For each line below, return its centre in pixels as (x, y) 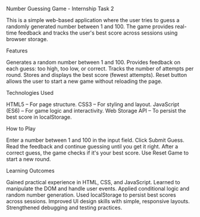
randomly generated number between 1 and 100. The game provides (90, 27)
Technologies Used (30, 93)
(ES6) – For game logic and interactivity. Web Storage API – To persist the (96, 111)
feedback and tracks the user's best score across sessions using (98, 33)
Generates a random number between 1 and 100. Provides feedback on (93, 62)
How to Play (21, 128)
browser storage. (27, 39)
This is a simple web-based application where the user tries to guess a (93, 20)
